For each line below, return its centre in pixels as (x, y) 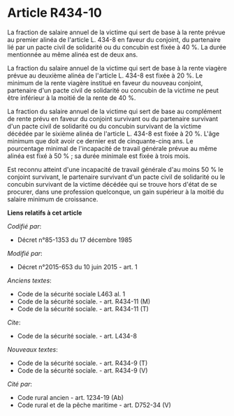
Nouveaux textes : (32, 349)
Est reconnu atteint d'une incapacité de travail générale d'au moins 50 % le (115, 169)
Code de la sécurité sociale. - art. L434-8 (77, 336)
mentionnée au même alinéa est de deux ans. (73, 55)
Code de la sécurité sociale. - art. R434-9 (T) (82, 363)
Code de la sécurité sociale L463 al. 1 (71, 294)
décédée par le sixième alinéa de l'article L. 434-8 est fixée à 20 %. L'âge (114, 134)
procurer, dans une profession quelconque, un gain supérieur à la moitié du (116, 192)
